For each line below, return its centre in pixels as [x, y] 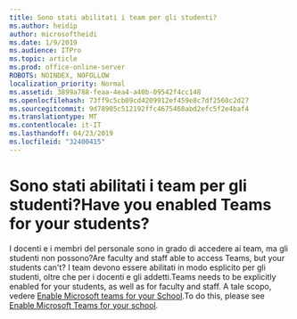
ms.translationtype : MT [54, 117]
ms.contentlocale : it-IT [55, 126]
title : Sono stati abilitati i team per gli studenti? [113, 17]
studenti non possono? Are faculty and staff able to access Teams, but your [147, 258]
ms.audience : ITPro [45, 51]
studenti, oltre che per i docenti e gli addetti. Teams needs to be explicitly [143, 276]
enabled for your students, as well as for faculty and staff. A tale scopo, [140, 286]
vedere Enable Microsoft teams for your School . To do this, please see [137, 296]
